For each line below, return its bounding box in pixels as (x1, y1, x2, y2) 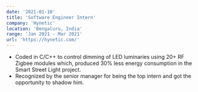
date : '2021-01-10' (6, 8, 56, 15)
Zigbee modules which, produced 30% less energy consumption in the (15, 60, 193, 67)
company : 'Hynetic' (6, 20, 56, 26)
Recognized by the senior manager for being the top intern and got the (15, 73, 192, 79)
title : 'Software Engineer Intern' (6, 14, 96, 20)
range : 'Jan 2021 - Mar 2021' (6, 31, 83, 37)
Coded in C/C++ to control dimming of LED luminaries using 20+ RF (15, 54, 185, 60)
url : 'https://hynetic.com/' (6, 37, 80, 43)
